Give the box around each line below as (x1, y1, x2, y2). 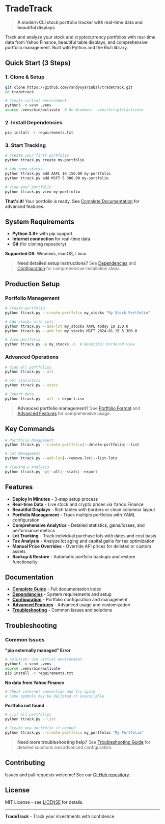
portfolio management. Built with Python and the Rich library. (5, 44, 128, 50)
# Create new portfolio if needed (5, 725, 76, 731)
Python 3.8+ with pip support (12, 231, 73, 237)
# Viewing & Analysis (5, 465, 50, 470)
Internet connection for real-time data (12, 236, 90, 242)
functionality (12, 559, 38, 565)
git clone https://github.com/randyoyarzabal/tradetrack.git (5, 85, 133, 90)
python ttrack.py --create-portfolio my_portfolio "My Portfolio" (5, 730, 144, 735)
